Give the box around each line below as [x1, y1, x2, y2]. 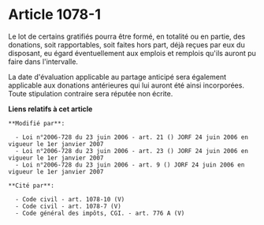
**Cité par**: [8, 182, 55, 189]
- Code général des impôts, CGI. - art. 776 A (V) [15, 209, 185, 217]
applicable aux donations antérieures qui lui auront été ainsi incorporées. [8, 81, 244, 90]
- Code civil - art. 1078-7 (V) [15, 202, 122, 210]
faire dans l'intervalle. [8, 57, 79, 66]
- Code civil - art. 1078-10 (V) [15, 195, 125, 203]
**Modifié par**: [8, 119, 65, 127]
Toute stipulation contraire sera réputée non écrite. [8, 88, 173, 98]
